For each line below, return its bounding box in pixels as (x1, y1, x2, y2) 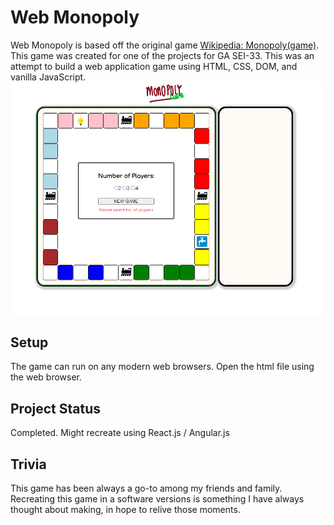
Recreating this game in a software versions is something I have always (10, 492, 305, 505)
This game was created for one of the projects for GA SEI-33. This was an (10, 49, 315, 61)
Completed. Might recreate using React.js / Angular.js (10, 427, 230, 439)
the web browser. (10, 371, 83, 383)
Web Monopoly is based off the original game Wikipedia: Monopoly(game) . (10, 39, 320, 51)
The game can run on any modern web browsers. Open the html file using (10, 361, 315, 373)
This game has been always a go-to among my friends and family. (10, 482, 283, 494)
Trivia (10, 456, 47, 473)
